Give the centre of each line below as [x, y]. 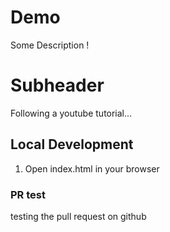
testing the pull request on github [78, 216]
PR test [28, 194]
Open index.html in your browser [92, 168]
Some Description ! [50, 45]
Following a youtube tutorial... [71, 113]
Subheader [57, 85]
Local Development [72, 144]
